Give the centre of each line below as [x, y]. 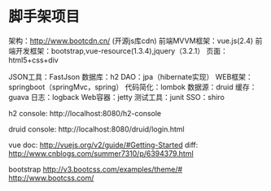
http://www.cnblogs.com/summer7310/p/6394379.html [101, 153]
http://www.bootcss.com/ [51, 178]
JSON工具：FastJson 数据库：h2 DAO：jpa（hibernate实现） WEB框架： [131, 76]
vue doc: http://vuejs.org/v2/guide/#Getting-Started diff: [103, 145]
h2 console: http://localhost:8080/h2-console [85, 113]
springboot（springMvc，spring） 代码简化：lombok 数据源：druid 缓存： [133, 87]
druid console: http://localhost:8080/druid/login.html [96, 129]
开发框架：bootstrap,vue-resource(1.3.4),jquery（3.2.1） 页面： [121, 50]
